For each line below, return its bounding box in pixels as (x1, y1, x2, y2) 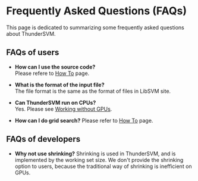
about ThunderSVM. (6, 30, 56, 37)
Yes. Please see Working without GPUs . (14, 105, 112, 113)
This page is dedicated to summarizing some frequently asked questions (6, 24, 184, 31)
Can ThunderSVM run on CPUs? (14, 99, 96, 106)
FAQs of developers (6, 134, 81, 144)
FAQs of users (6, 48, 59, 58)
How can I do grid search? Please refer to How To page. (14, 117, 153, 124)
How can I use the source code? (14, 63, 96, 70)
